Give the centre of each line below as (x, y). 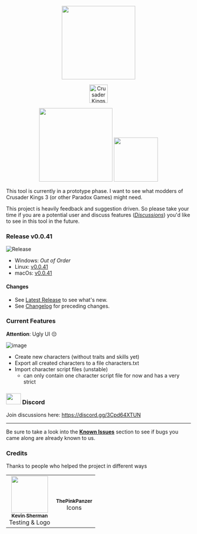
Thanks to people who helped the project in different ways (77, 466)
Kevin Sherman (30, 516)
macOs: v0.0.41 (33, 273)
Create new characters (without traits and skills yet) (77, 356)
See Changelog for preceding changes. (62, 306)
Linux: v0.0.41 (31, 267)
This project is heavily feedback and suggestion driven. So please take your (98, 208)
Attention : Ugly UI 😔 (32, 334)
